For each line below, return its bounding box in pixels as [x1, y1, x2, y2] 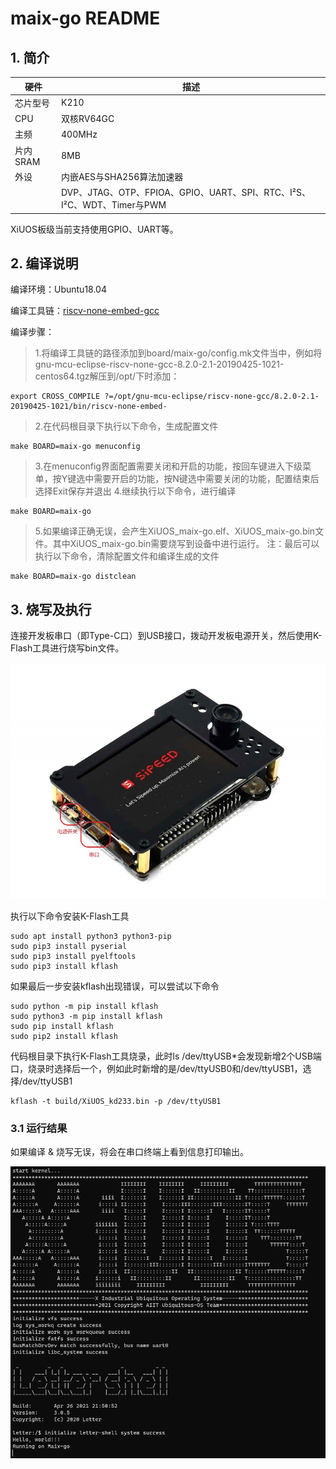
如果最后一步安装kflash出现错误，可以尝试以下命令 [10, 980, 220, 992]
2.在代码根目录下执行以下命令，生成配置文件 [34, 420, 219, 432]
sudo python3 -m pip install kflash [10, 1012, 163, 1022]
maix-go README [10, 7, 161, 30]
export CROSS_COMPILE [10, 392, 101, 402]
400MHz [60, 128, 98, 140]
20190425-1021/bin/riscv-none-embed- [10, 402, 168, 412]
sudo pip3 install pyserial [10, 942, 128, 952]
